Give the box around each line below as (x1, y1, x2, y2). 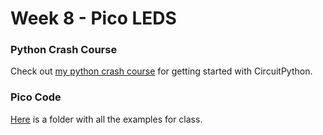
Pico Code (10, 90, 62, 104)
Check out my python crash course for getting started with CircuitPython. (10, 65, 313, 77)
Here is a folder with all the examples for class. (10, 113, 203, 125)
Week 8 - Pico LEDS (10, 7, 177, 30)
